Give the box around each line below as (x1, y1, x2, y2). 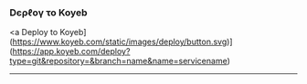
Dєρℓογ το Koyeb (9, 6, 89, 19)
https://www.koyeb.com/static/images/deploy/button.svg (12, 36, 228, 47)
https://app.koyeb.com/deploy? (12, 46, 131, 57)
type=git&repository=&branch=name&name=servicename (9, 56, 228, 67)
